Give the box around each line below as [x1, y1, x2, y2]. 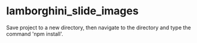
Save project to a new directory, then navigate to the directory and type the [6, 24, 191, 31]
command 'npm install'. [6, 30, 64, 37]
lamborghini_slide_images [6, 4, 139, 18]
